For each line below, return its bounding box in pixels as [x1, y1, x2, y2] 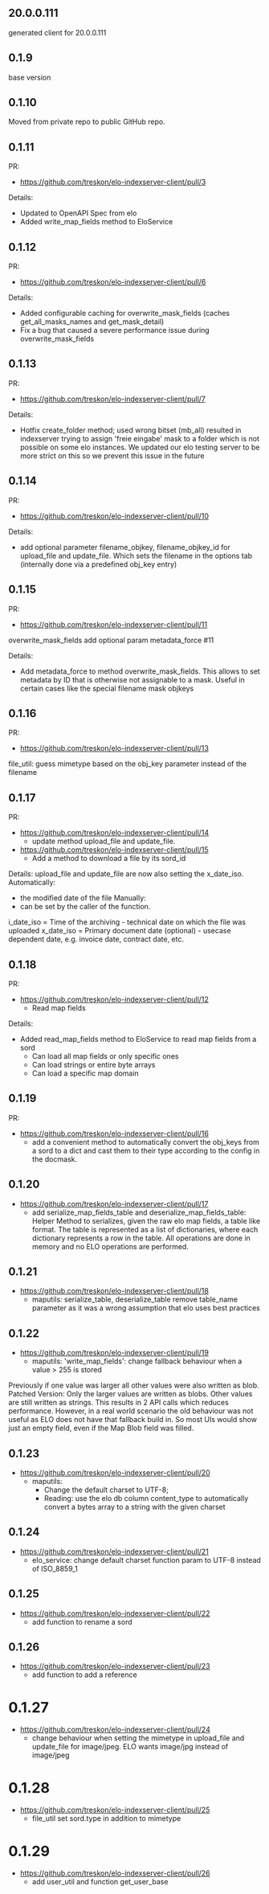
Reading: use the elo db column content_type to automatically [43, 1494, 249, 1502]
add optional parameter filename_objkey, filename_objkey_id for [19, 542, 231, 551]
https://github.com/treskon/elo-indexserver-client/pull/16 [19, 1129, 209, 1138]
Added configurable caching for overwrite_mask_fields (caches [19, 309, 230, 318]
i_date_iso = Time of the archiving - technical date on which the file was [8, 917, 247, 927]
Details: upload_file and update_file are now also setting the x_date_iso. [8, 869, 244, 879]
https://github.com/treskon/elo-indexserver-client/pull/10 [19, 510, 210, 521]
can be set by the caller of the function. [19, 902, 151, 912]
